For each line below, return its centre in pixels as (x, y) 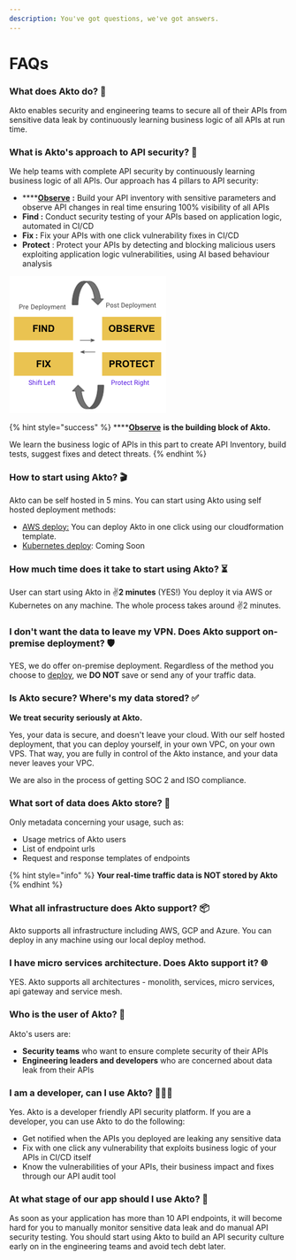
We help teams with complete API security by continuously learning (132, 172)
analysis (37, 264)
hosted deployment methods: (63, 510)
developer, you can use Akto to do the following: (97, 1122)
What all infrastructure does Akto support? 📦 (110, 908)
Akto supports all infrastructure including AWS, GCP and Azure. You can (140, 931)
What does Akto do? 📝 (58, 91)
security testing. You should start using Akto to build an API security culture (147, 1237)
